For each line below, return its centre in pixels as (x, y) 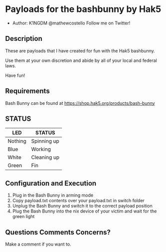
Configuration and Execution (51, 183)
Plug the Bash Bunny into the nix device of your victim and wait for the (84, 211)
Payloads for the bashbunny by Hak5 (83, 9)
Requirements (27, 91)
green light (23, 217)
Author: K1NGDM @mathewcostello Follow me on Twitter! (71, 23)
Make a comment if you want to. (38, 244)
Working (41, 149)
